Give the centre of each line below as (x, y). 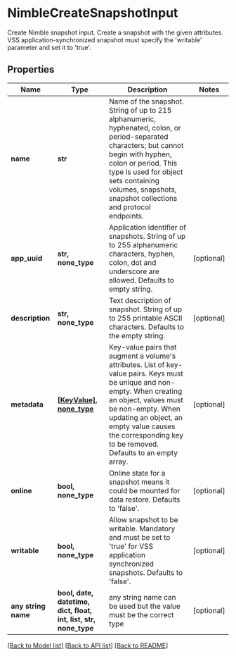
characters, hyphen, (142, 254)
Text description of (140, 300)
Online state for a (137, 473)
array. (118, 462)
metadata (27, 404)
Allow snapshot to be (143, 519)
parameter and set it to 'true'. (49, 47)
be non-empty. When (144, 409)
